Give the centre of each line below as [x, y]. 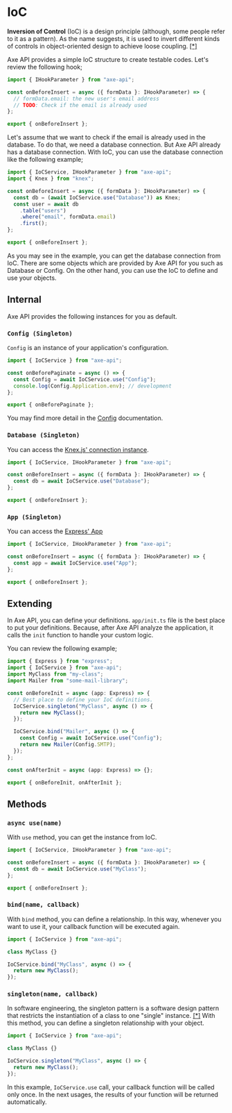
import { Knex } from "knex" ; [51, 179]
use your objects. [32, 278]
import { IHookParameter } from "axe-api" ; [71, 79]
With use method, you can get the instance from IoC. [82, 837]
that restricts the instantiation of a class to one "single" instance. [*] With [111, 1016]
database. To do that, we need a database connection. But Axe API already [114, 145]
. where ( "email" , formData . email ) [68, 217]
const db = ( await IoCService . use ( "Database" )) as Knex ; [97, 198]
